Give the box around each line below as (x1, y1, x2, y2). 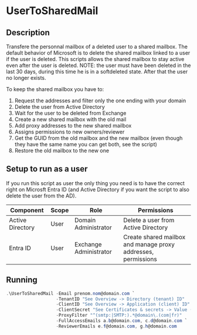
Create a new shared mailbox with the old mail (14, 116, 127, 123)
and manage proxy (123, 240, 175, 248)
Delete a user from (123, 216, 175, 224)
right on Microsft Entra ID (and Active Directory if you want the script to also (6, 186, 189, 193)
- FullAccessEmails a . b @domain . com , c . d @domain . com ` (56, 318, 188, 324)
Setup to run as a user (6, 164, 88, 174)
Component (9, 206, 44, 214)
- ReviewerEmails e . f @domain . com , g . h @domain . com (56, 323, 177, 329)
